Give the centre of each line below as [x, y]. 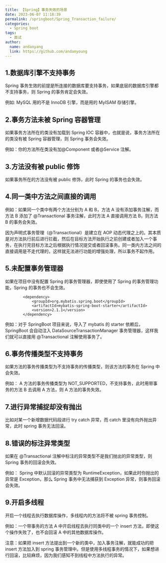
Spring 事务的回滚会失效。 [32, 462]
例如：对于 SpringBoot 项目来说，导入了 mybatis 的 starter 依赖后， [74, 324]
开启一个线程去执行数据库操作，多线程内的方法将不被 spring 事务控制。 [78, 515]
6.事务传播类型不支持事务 [44, 354]
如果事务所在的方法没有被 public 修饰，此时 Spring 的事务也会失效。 [75, 179]
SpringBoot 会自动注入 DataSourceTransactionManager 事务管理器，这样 [80, 330]
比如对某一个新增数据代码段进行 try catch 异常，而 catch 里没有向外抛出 [79, 420]
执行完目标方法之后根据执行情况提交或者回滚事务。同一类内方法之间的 [90, 245]
